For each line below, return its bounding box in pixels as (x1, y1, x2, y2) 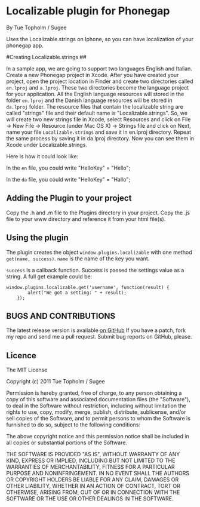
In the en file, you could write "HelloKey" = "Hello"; (6, 164, 131, 171)
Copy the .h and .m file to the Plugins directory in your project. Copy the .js (6, 209, 190, 216)
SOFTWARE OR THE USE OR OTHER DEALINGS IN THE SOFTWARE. (6, 495, 174, 502)
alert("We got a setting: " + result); (27, 290, 127, 296)
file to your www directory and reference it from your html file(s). (6, 215, 166, 222)
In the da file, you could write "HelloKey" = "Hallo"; (6, 176, 130, 183)
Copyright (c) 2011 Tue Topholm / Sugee (6, 378, 106, 385)
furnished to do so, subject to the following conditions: (6, 421, 140, 428)
